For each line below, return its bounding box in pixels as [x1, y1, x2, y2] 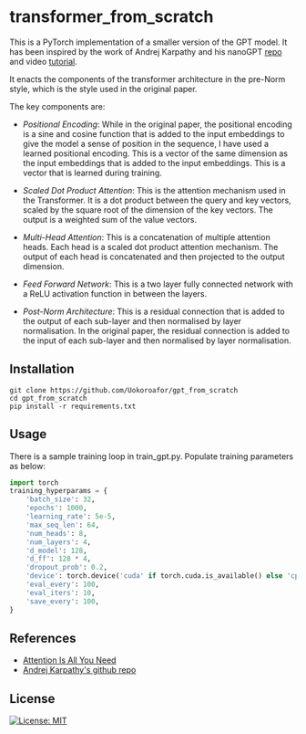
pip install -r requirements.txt [9, 402, 137, 411]
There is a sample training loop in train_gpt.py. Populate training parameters [9, 450, 294, 462]
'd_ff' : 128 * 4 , [25, 554, 92, 563]
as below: [9, 460, 46, 471]
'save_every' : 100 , [25, 596, 100, 606]
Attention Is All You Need [22, 655, 117, 666]
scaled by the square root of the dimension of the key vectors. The [22, 204, 273, 215]
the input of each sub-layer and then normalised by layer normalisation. [22, 335, 291, 346]
